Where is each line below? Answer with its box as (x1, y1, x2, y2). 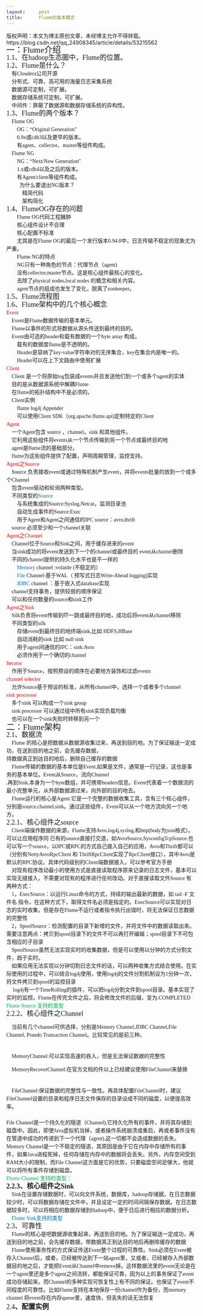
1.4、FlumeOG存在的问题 (6, 205, 83, 213)
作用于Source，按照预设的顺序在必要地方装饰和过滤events (11, 668, 151, 674)
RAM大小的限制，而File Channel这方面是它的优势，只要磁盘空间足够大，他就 (6, 1159, 194, 1165)
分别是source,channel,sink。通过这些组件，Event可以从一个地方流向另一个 (6, 803, 182, 810)
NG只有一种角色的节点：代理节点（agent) (17, 262, 118, 268)
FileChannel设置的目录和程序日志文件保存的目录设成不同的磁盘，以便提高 (6, 1095, 186, 1102)
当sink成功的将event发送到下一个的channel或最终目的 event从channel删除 (11, 548, 184, 555)
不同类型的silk (11, 620, 47, 626)
